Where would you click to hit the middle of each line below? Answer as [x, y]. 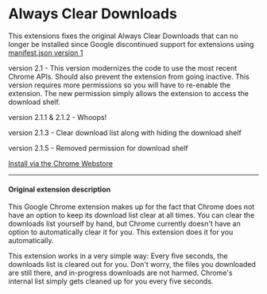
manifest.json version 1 [46, 52]
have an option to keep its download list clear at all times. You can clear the [132, 215]
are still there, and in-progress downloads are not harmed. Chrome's [120, 273]
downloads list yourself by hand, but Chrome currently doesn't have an [124, 224]
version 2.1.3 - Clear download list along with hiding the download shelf [125, 133]
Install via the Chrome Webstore [61, 163]
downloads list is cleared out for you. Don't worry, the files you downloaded [132, 265]
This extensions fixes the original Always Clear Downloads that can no [123, 36]
